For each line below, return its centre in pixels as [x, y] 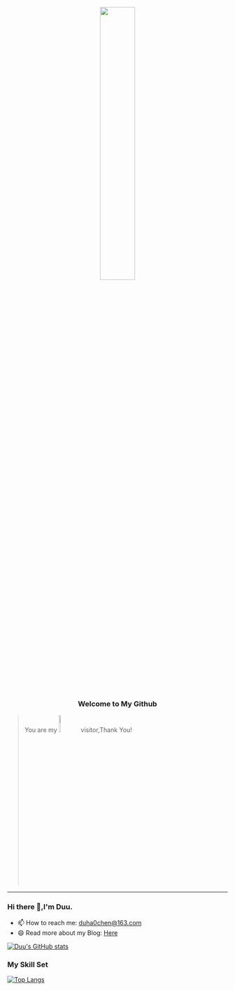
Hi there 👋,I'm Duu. [40, 907]
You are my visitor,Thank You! [78, 730]
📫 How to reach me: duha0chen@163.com [79, 922]
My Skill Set [28, 964]
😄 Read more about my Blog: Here [67, 933]
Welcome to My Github [117, 703]
